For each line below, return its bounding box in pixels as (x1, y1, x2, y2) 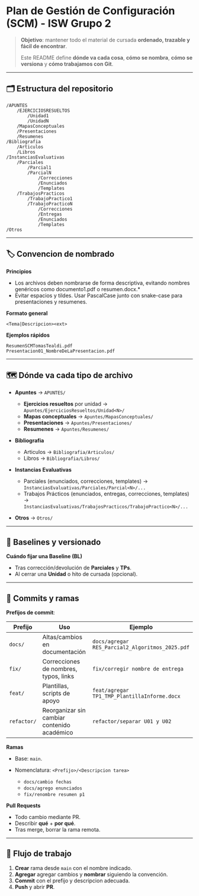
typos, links (42, 672, 75, 680)
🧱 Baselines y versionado (6, 537, 101, 547)
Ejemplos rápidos (6, 331, 50, 339)
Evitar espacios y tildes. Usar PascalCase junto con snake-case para (14, 292, 182, 299)
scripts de (42, 689, 70, 697)
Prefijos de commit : (6, 609, 55, 616)
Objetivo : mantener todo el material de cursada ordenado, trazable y (20, 36, 191, 43)
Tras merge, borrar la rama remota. (14, 826, 101, 833)
